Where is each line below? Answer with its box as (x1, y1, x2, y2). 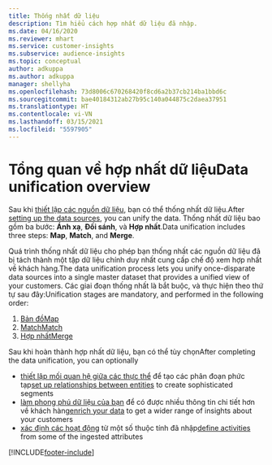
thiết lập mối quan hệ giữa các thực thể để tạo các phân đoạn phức (19, 371, 245, 380)
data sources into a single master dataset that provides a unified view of (8, 272, 250, 281)
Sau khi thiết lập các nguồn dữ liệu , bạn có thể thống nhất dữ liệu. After (8, 204, 245, 214)
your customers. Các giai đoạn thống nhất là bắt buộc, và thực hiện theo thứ (8, 280, 264, 290)
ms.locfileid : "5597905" (8, 125, 93, 133)
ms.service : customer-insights (8, 42, 114, 50)
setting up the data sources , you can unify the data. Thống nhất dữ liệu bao (8, 213, 261, 223)
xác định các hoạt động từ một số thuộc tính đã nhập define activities (19, 423, 251, 432)
